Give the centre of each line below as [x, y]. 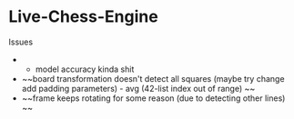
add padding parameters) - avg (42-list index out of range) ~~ [138, 88]
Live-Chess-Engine [83, 17]
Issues [21, 42]
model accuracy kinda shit [85, 69]
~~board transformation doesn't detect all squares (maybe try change [153, 78]
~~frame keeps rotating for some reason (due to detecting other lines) [153, 98]
